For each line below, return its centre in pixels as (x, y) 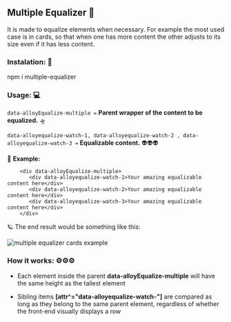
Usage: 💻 (24, 95)
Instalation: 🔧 (30, 61)
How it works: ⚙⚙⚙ (41, 261)
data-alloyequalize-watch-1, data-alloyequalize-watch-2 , (94, 136)
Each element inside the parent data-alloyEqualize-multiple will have (116, 276)
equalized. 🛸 (27, 121)
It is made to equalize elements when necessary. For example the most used (116, 29)
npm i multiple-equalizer (42, 77)
